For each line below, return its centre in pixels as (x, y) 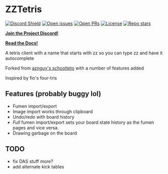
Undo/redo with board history (44, 117)
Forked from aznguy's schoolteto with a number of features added (75, 68)
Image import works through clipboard (53, 111)
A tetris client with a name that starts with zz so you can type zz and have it (84, 53)
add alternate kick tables (38, 166)
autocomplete (20, 58)
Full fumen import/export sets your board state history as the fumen (83, 122)
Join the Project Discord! (32, 33)
